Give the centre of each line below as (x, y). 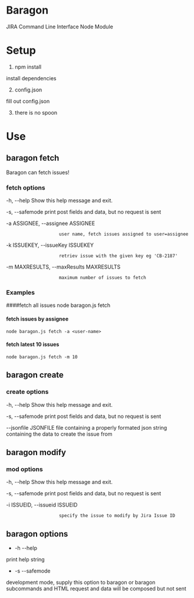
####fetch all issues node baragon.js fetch (58, 305)
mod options (24, 469)
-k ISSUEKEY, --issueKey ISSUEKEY (50, 245)
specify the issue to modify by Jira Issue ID (117, 516)
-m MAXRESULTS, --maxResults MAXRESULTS (63, 267)
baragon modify (36, 452)
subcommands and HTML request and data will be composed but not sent (96, 589)
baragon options (37, 534)
